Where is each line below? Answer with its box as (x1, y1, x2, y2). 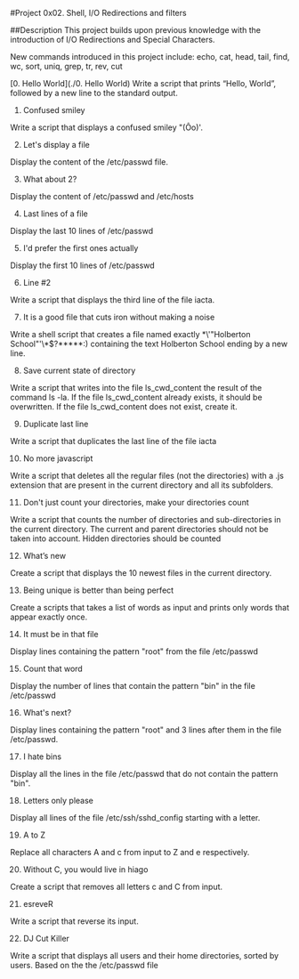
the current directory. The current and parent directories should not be (10, 524, 270, 534)
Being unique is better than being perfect (22, 585, 174, 595)
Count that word (22, 663, 83, 674)
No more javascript (22, 453, 93, 464)
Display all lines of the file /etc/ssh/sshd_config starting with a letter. (10, 813, 261, 822)
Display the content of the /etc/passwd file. (10, 157, 168, 167)
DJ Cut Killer (22, 934, 70, 943)
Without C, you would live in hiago (22, 864, 149, 875)
